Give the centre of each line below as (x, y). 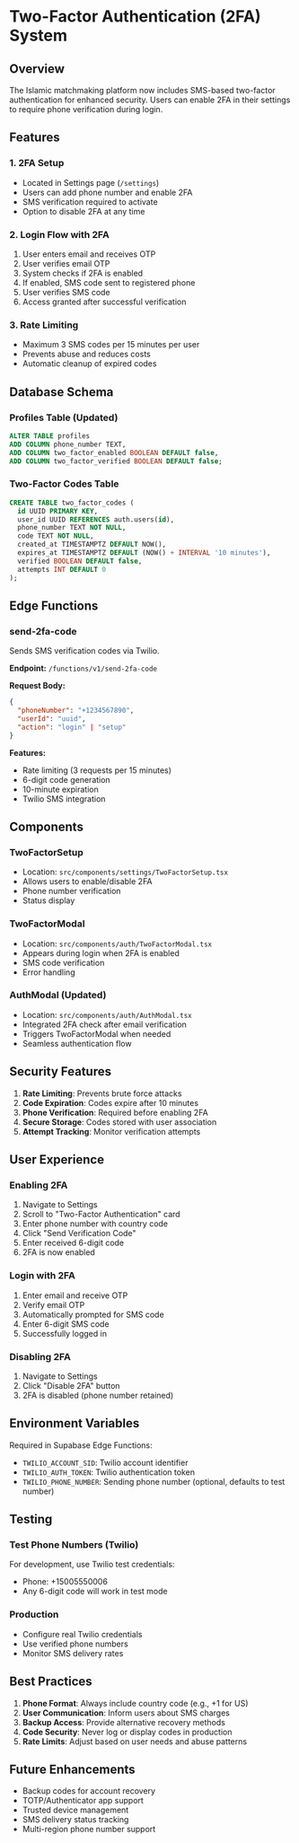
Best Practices (51, 1682)
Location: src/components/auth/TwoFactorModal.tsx (117, 943)
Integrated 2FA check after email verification (104, 1024)
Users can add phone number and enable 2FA (107, 192)
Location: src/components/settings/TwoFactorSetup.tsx (125, 872)
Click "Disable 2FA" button (71, 1385)
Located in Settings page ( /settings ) (91, 182)
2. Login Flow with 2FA (59, 234)
